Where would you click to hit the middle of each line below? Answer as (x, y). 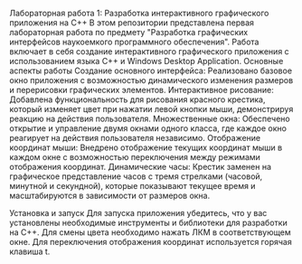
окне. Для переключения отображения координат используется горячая (151, 242)
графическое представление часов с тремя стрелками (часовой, (136, 176)
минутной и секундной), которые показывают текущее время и (132, 186)
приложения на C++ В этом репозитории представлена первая (132, 23)
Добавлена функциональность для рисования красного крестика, (137, 99)
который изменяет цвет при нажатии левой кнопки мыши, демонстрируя (151, 109)
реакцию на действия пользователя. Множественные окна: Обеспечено (150, 118)
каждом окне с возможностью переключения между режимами (135, 157)
